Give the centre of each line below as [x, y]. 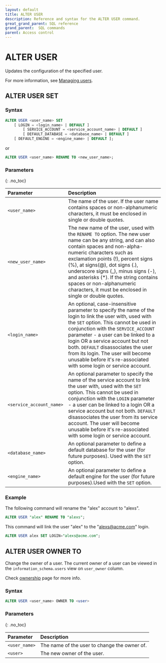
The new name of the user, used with [111, 228]
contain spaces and [91, 246]
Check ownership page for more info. [43, 578]
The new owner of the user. [72, 653]
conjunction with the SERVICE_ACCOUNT [111, 329]
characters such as [110, 253]
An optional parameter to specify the [111, 374]
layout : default [22, 10]
